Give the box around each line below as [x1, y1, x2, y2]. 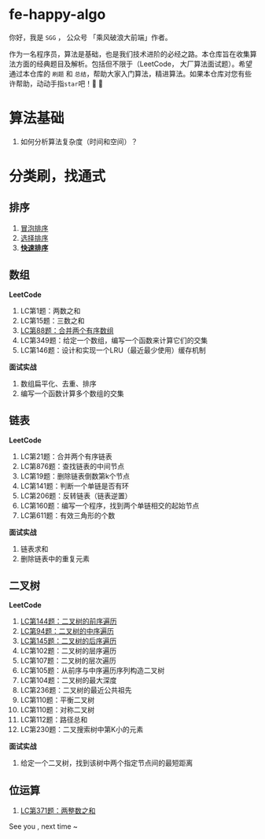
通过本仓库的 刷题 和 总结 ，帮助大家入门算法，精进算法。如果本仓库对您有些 [9, 68, 252, 78]
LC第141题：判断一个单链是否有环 [20, 481, 129, 490]
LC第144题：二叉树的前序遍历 [20, 616, 117, 626]
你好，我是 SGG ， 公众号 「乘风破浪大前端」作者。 [9, 32, 172, 42]
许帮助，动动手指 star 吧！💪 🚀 [9, 79, 103, 88]
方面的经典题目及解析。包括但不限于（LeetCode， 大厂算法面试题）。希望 [15, 59, 253, 68]
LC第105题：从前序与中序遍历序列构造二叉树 [20, 666, 165, 675]
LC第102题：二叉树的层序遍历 [20, 646, 117, 656]
